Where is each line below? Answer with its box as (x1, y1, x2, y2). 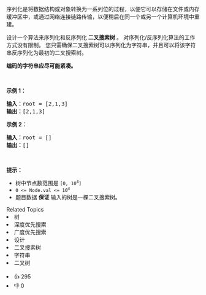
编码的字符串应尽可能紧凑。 (6, 62, 77, 69)
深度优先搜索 (14, 221, 47, 228)
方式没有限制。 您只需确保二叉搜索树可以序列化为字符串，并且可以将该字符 (6, 42, 196, 48)
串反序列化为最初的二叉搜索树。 (6, 49, 87, 56)
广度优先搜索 (14, 229, 47, 236)
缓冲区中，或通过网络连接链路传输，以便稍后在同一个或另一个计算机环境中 (6, 13, 194, 20)
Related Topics (6, 206, 44, 213)
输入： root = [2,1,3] (6, 101, 69, 107)
